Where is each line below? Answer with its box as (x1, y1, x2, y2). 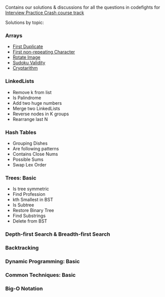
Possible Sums (12, 156, 44, 162)
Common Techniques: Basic (5, 271, 76, 278)
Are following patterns (12, 145, 59, 151)
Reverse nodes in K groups (12, 111, 69, 117)
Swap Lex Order (12, 161, 47, 167)
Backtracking (5, 244, 39, 251)
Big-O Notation (5, 285, 43, 292)
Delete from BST (12, 218, 48, 224)
